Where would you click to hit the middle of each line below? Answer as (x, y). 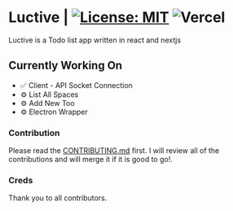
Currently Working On (66, 66)
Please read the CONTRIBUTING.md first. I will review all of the (114, 151)
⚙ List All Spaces (49, 95)
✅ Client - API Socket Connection (76, 85)
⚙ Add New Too (47, 103)
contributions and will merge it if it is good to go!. (90, 160)
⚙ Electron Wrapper (54, 112)
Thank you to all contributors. (58, 198)
